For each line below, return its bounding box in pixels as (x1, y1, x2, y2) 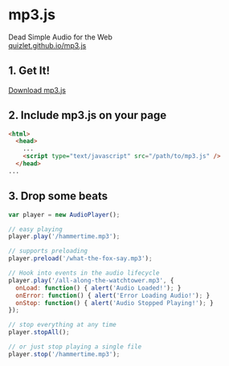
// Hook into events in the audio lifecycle (8, 269, 160, 277)
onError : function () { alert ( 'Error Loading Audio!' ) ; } (15, 291, 211, 299)
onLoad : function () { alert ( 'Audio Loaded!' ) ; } (15, 283, 182, 292)
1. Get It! (8, 64, 51, 78)
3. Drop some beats (8, 189, 108, 203)
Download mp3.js (8, 85, 67, 95)
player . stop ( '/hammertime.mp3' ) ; (8, 350, 121, 358)
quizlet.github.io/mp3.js (8, 40, 87, 50)
